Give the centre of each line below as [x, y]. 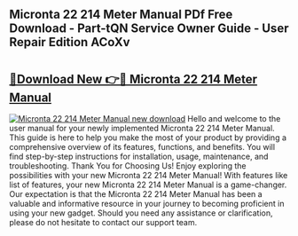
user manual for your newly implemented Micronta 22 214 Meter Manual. [142, 128]
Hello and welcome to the [234, 118]
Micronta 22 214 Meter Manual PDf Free [121, 15]
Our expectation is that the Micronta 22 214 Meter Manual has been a [136, 194]
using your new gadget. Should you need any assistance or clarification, [141, 213]
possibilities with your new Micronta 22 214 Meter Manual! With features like [149, 175]
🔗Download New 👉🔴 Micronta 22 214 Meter [133, 79]
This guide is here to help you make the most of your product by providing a [148, 138]
